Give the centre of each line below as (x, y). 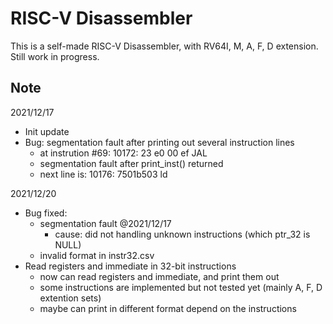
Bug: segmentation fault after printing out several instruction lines (159, 142)
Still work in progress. (55, 56)
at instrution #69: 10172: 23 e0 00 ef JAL (123, 153)
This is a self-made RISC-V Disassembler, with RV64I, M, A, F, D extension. (164, 46)
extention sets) (70, 298)
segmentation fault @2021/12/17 (105, 223)
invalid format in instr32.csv (97, 255)
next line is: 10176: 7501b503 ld (103, 174)
